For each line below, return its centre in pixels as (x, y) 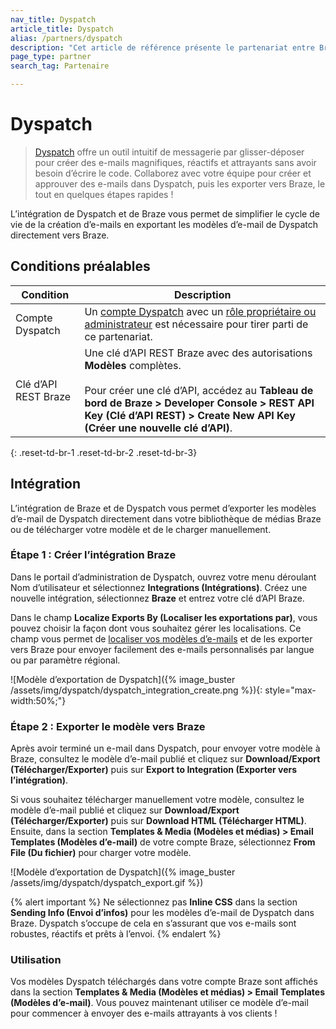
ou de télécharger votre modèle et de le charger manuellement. (141, 529)
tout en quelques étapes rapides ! (104, 194)
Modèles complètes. (133, 365)
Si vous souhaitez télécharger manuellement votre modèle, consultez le (157, 800)
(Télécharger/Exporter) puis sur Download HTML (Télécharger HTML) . (158, 821)
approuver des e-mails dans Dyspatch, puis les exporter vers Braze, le (180, 183)
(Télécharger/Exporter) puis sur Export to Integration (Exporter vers (154, 770)
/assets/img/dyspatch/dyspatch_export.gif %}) (107, 883)
